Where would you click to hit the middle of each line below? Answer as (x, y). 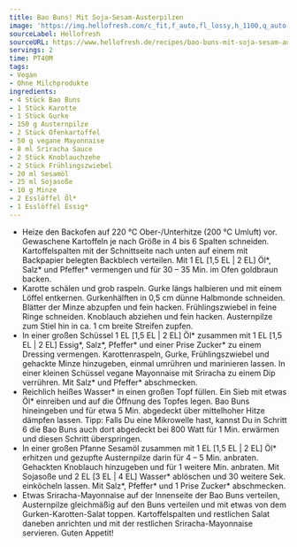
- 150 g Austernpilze (49, 125)
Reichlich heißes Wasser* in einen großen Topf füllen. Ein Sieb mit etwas (154, 391)
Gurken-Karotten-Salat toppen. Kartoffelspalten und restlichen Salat (146, 513)
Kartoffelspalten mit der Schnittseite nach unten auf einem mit (135, 250)
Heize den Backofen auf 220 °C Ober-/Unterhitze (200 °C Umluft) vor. (149, 232)
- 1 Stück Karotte (43, 108)
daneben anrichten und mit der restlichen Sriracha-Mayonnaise (137, 523)
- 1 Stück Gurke (39, 116)
